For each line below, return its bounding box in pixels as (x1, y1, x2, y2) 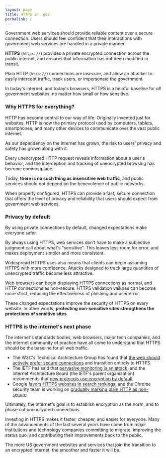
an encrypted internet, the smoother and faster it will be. (5, 447, 121, 453)
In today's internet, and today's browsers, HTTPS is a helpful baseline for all (5, 86, 161, 92)
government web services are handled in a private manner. (5, 41, 126, 47)
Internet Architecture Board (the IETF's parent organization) (12, 370, 135, 376)
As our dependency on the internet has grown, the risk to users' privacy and (5, 140, 162, 146)
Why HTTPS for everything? (5, 103, 75, 110)
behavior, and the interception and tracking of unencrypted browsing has (5, 160, 155, 166)
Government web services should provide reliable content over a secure (5, 30, 153, 36)
